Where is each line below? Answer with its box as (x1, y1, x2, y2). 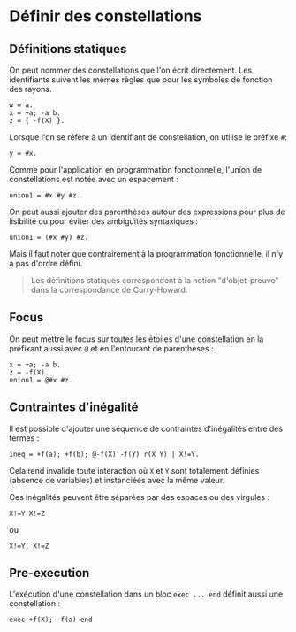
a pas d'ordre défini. (9, 258, 83, 268)
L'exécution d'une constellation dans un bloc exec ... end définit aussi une (9, 589, 284, 599)
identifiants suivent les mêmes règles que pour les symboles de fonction (9, 74, 273, 85)
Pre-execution (9, 566, 90, 581)
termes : (9, 432, 40, 443)
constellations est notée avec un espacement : (9, 174, 179, 184)
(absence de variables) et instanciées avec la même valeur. (9, 474, 225, 485)
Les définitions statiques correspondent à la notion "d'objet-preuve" (30, 275, 280, 285)
